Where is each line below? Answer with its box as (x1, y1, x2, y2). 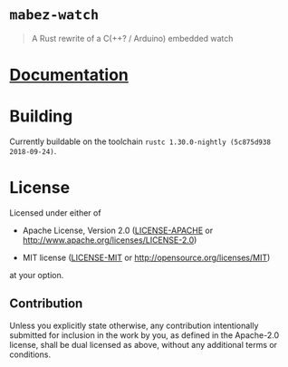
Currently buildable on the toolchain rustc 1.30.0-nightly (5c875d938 (9, 136, 272, 147)
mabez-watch (9, 6, 100, 24)
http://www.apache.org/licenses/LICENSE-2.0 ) (22, 235, 197, 246)
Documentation (9, 65, 130, 85)
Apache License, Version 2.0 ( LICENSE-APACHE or (22, 225, 214, 236)
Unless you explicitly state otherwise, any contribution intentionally (9, 320, 259, 331)
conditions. (9, 349, 52, 360)
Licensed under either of (9, 208, 101, 218)
